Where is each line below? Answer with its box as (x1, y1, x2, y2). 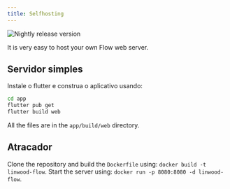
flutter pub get (7, 102, 55, 109)
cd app (7, 95, 27, 102)
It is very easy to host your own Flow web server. (7, 43, 149, 51)
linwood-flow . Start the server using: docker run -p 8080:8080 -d (7, 167, 196, 176)
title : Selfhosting (7, 10, 64, 17)
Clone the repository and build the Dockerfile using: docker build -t (7, 160, 206, 168)
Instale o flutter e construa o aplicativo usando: (7, 82, 143, 90)
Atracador (7, 141, 52, 153)
